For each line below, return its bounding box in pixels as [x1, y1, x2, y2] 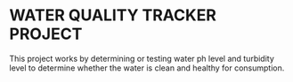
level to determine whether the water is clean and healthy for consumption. [9, 63, 285, 73]
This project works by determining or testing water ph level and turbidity [9, 53, 274, 63]
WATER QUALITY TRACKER [9, 5, 216, 26]
